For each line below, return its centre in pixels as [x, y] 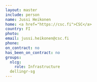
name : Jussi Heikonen [28, 19]
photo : [12, 34]
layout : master [21, 10]
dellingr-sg [23, 72]
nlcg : [16, 62]
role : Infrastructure [37, 67]
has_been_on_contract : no [33, 52]
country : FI [18, 29]
